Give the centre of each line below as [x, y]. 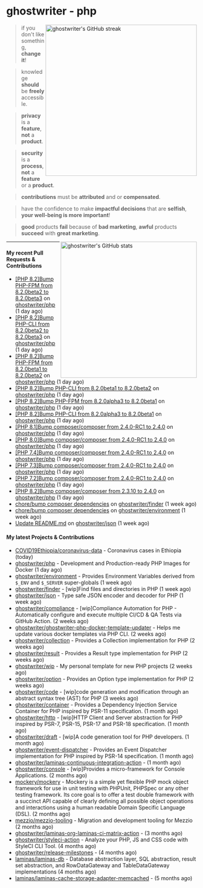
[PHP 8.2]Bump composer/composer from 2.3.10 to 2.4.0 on [90, 491]
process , [32, 166]
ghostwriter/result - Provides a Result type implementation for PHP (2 [101, 653]
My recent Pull [25, 253]
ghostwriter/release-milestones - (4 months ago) [76, 853]
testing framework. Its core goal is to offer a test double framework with [105, 795]
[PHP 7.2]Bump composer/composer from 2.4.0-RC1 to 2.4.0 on [94, 478]
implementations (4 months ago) [56, 872]
